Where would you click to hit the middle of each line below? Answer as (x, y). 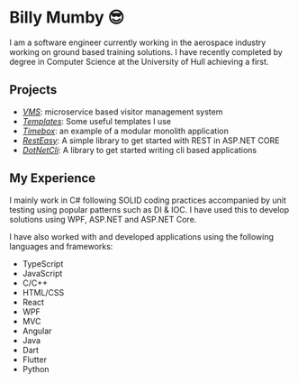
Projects (33, 90)
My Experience (53, 178)
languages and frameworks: (61, 246)
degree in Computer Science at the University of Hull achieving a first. (139, 61)
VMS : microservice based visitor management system (122, 112)
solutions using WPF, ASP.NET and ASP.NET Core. (103, 219)
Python (36, 369)
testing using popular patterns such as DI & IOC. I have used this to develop (149, 209)
